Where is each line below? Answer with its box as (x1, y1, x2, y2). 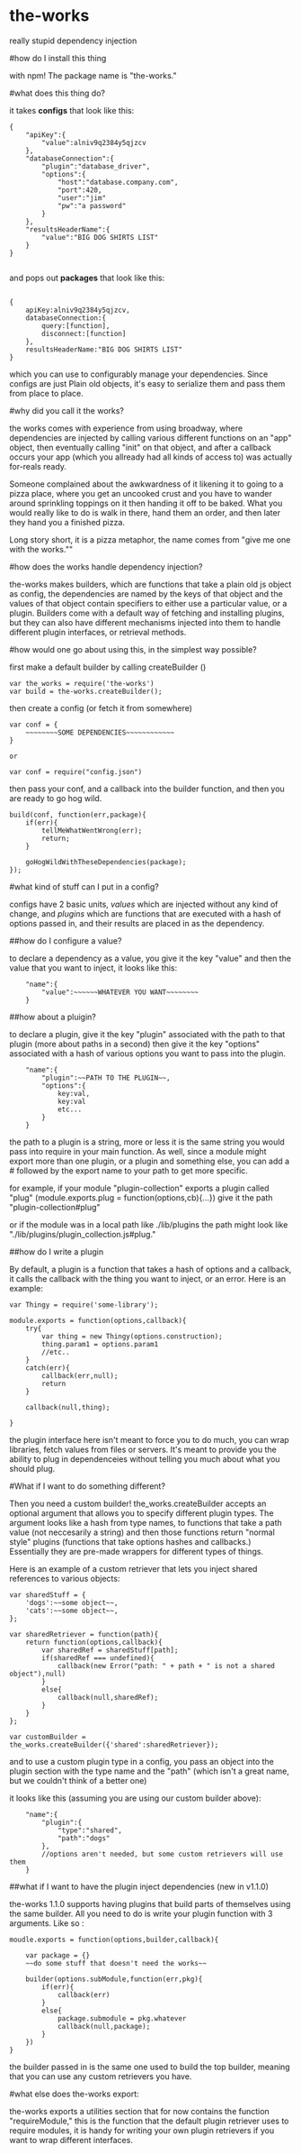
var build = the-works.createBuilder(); (9, 687, 164, 696)
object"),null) (9, 1669, 66, 1678)
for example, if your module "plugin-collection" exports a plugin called (9, 1182, 270, 1193)
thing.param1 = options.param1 (41, 1339, 159, 1348)
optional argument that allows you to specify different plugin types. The (9, 1507, 274, 1519)
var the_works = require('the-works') (9, 679, 155, 688)
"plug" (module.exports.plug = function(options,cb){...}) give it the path (9, 1191, 273, 1203)
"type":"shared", (57, 1826, 123, 1835)
